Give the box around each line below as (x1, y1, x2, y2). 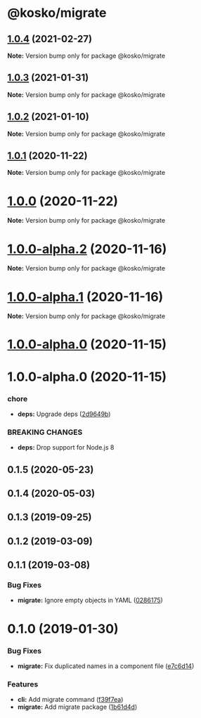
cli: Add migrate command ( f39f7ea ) (17, 696, 124, 704)
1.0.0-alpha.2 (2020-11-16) (7, 241, 167, 257)
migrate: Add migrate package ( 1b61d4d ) (17, 703, 138, 711)
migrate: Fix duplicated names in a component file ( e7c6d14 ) (17, 662, 195, 670)
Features (7, 679, 39, 689)
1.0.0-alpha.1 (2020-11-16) (7, 289, 164, 305)
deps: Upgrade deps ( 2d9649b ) (17, 410, 111, 418)
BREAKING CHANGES (7, 427, 83, 437)
